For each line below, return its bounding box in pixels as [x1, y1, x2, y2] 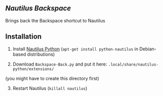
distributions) [27, 51, 55, 57]
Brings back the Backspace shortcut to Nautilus [5, 17, 105, 23]
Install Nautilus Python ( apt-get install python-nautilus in [12, 46, 139, 52]
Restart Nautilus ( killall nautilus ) [12, 85, 88, 91]
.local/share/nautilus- [108, 62, 159, 67]
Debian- [139, 46, 156, 52]
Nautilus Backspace [5, 4, 71, 13]
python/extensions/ [12, 66, 55, 72]
